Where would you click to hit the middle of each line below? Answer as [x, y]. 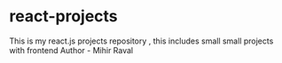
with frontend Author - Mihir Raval [71, 50]
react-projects [63, 16]
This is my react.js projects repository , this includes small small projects [141, 41]
